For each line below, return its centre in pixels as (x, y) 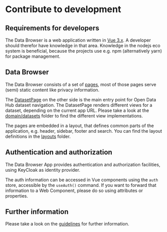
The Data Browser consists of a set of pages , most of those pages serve (81, 84)
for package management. (33, 56)
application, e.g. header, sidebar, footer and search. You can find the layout (84, 131)
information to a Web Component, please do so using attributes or (74, 190)
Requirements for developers (52, 28)
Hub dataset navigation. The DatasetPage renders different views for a (79, 105)
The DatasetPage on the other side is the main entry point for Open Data (81, 99)
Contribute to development (63, 9)
